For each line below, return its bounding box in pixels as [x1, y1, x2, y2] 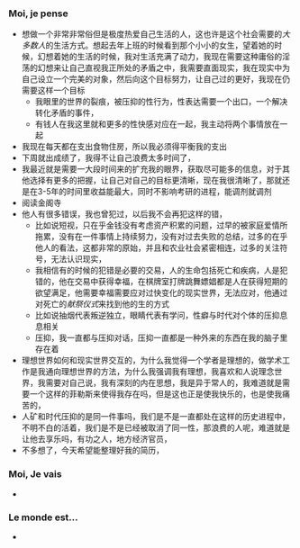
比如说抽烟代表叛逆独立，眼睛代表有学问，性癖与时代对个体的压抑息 [34, 310, 288, 321]
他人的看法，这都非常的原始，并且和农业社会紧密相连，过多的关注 [34, 242, 280, 254]
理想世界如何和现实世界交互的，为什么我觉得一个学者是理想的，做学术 [21, 355, 283, 366]
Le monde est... [8, 511, 78, 524]
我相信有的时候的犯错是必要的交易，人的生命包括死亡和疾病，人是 [34, 265, 280, 276]
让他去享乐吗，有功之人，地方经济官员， [21, 434, 172, 445]
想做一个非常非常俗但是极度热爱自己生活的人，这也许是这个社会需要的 [21, 29, 283, 40]
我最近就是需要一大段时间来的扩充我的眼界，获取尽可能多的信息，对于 [21, 164, 283, 175]
